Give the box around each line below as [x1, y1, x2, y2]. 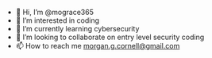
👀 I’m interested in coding [15, 16, 100, 25]
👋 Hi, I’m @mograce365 [15, 8, 94, 16]
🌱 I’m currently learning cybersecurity [15, 24, 140, 33]
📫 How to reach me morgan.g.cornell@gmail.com [15, 42, 180, 50]
